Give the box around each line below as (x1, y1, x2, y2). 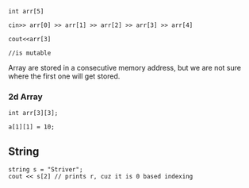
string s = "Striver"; (8, 166, 83, 174)
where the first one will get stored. (8, 71, 121, 81)
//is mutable (8, 49, 52, 57)
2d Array (8, 91, 43, 102)
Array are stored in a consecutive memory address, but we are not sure (8, 63, 242, 72)
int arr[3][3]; (8, 109, 59, 117)
